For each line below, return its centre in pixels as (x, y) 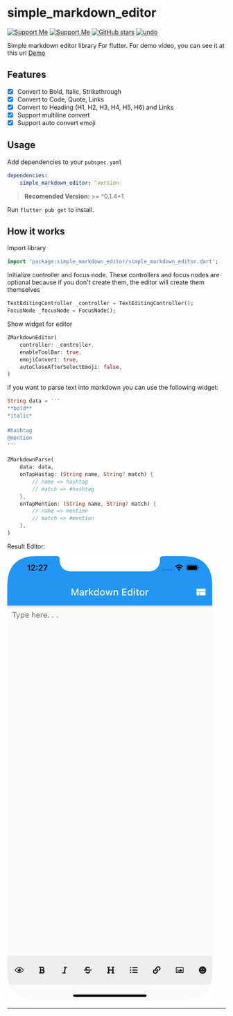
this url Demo (26, 53)
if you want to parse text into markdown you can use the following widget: (113, 388)
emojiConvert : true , (49, 359)
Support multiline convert (53, 115)
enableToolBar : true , (51, 352)
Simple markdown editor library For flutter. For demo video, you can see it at (116, 45)
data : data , (37, 467)
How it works (36, 232)
